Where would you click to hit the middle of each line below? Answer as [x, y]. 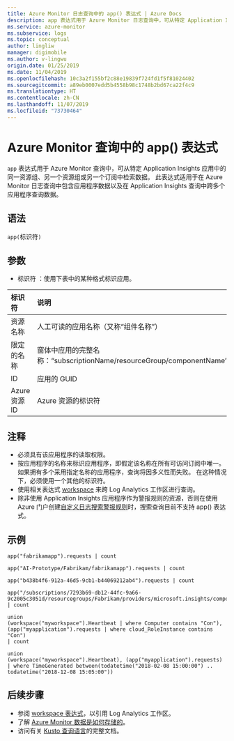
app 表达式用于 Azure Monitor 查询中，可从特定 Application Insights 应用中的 [117, 168]
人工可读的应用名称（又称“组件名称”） [100, 327]
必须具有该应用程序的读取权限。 [63, 454]
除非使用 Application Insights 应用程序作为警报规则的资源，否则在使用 [117, 498]
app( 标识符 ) [24, 236]
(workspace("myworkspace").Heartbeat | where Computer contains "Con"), [115, 623]
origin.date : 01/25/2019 [43, 66]
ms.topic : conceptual [39, 40]
